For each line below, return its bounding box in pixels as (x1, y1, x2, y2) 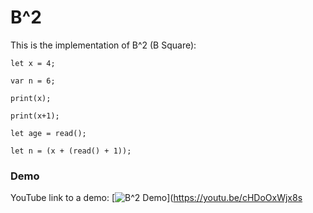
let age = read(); (10, 128, 87, 138)
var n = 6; (10, 76, 56, 86)
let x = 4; (10, 58, 56, 68)
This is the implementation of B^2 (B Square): (10, 39, 197, 51)
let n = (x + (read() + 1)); (10, 146, 132, 156)
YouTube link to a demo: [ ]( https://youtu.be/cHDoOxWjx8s (10, 192, 303, 204)
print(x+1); (10, 111, 60, 121)
